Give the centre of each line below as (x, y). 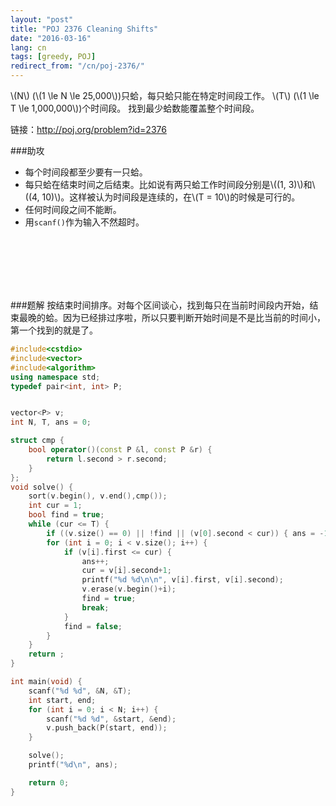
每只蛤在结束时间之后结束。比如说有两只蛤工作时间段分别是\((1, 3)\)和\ (170, 184)
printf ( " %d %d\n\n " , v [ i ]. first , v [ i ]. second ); (182, 580)
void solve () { (42, 487)
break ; (95, 607)
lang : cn (28, 47)
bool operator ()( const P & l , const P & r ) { (120, 450)
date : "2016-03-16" (51, 38)
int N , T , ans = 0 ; (51, 422)
